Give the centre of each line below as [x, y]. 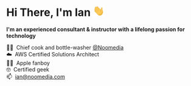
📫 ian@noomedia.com [36, 77]
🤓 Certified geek [28, 70]
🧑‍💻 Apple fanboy [28, 63]
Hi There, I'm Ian [49, 12]
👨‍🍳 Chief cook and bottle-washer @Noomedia [65, 48]
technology [21, 36]
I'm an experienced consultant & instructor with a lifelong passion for [96, 30]
